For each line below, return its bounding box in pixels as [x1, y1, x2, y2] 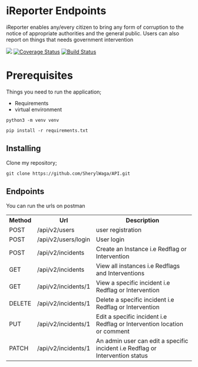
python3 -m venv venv [6, 117, 60, 123]
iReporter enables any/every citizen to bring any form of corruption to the [6, 24, 184, 31]
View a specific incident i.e [96, 278, 170, 286]
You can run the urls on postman [6, 202, 85, 209]
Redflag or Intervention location [96, 319, 184, 328]
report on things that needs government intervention [6, 36, 134, 43]
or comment [96, 327, 130, 335]
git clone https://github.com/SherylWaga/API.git [6, 171, 131, 176]
